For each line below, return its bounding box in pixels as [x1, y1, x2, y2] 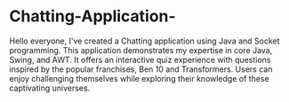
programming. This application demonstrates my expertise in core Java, [9, 44, 273, 55]
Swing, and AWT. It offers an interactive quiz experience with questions [9, 54, 271, 65]
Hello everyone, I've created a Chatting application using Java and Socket [9, 35, 280, 46]
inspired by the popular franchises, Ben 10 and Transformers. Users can [9, 64, 273, 75]
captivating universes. [9, 82, 91, 93]
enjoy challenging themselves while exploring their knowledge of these [9, 73, 269, 83]
